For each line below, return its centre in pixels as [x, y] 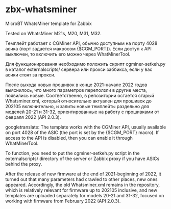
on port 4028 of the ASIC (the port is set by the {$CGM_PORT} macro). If [82, 132]
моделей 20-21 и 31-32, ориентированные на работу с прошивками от [82, 112]
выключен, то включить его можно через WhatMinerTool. [68, 54]
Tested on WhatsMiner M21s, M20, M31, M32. [54, 33]
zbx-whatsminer [41, 9]
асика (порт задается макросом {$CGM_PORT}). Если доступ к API [78, 48]
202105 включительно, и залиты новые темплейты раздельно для [77, 106]
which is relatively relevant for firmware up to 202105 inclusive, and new [81, 190]
